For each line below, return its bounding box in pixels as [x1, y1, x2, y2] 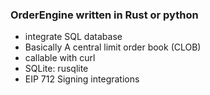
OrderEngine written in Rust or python [10, 8, 199, 22]
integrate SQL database [24, 31, 123, 43]
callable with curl [24, 52, 96, 64]
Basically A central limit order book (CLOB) [24, 41, 202, 53]
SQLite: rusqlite [24, 63, 89, 75]
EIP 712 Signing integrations [24, 73, 140, 85]
